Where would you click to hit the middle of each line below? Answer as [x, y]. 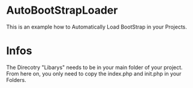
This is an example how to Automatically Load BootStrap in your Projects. [97, 27]
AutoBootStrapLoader [62, 10]
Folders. [16, 80]
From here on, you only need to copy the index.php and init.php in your [94, 73]
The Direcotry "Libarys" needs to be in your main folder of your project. [94, 67]
